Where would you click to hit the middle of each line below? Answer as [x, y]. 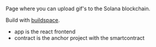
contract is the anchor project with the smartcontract [79, 38]
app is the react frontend [45, 32]
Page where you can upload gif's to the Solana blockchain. [78, 9]
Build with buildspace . [33, 20]
